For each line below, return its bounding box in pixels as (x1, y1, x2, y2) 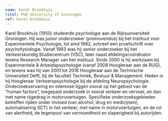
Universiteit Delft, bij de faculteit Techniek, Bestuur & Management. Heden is (5, 73, 163, 79)
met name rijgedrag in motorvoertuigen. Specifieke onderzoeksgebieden (5, 94, 156, 100)
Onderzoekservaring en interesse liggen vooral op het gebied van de (5, 83, 147, 89)
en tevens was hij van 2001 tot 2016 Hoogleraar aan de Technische (5, 67, 144, 73)
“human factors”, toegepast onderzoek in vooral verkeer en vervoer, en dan (5, 88, 161, 95)
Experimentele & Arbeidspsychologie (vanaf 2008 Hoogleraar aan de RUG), (5, 62, 161, 68)
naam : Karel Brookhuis (5, 7, 53, 12)
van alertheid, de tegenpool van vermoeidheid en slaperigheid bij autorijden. (5, 110, 163, 116)
